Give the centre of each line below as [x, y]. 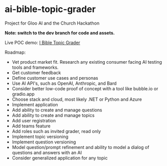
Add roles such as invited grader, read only [56, 131]
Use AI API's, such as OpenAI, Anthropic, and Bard [64, 83]
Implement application [35, 104]
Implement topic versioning [40, 136]
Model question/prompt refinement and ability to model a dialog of [80, 147]
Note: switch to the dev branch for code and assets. [60, 33]
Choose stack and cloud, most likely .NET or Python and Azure [77, 99]
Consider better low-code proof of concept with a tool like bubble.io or [85, 88]
